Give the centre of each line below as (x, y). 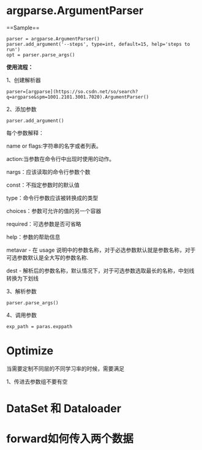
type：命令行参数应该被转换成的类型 (52, 198)
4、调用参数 (22, 315)
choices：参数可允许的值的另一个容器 (54, 211)
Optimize (30, 351)
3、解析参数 (21, 291)
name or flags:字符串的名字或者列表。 (54, 146)
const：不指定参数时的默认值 (43, 185)
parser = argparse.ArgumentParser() (53, 39)
